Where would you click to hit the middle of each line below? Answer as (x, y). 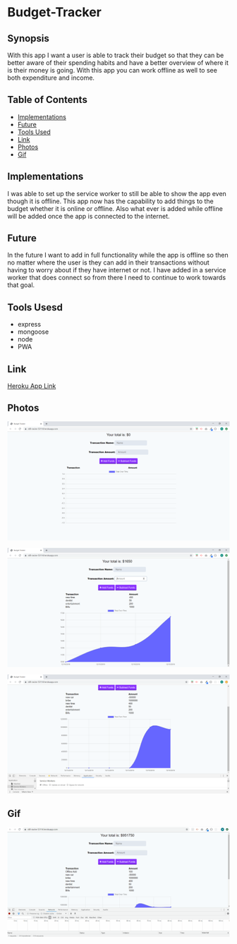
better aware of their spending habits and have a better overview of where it (118, 63)
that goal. (21, 285)
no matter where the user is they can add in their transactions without (108, 262)
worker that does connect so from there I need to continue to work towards (117, 278)
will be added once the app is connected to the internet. (89, 216)
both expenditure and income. (51, 78)
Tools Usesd (35, 307)
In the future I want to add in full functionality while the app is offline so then (118, 255)
